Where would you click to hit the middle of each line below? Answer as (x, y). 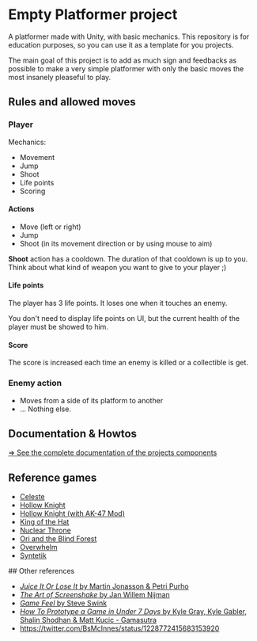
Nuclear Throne (45, 530)
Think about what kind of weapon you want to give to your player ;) (117, 267)
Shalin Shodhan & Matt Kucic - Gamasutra (88, 620)
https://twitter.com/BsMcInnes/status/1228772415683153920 (119, 628)
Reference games (53, 477)
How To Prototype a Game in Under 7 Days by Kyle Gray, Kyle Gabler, (133, 612)
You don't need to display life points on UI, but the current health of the (124, 319)
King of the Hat (44, 522)
